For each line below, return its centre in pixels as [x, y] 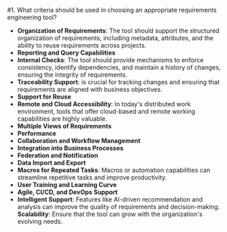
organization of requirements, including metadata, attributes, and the [115, 38]
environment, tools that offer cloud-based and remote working [106, 111]
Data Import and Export [52, 163]
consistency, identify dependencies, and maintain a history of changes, [119, 67]
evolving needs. [40, 221]
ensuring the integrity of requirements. [72, 75]
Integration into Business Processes [70, 148]
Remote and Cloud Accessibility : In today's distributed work [104, 104]
